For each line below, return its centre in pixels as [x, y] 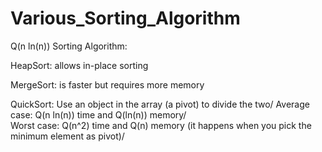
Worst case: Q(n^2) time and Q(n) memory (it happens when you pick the [161, 125]
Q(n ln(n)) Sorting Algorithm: [69, 46]
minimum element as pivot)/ [67, 136]
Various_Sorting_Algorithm [125, 18]
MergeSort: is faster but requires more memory [107, 84]
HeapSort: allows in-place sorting [79, 65]
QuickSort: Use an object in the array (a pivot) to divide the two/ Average [160, 104]
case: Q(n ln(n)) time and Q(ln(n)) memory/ [98, 114]
